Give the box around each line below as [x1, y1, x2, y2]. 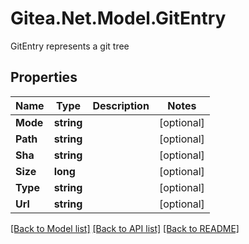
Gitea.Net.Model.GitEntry [10, 7, 227, 30]
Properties [10, 69, 78, 86]
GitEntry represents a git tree [10, 40, 130, 52]
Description [92, 98, 150, 112]
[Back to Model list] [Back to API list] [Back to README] [10, 222, 240, 234]
